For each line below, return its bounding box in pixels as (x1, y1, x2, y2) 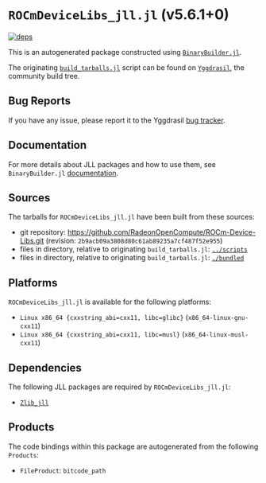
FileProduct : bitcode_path (19, 465, 106, 475)
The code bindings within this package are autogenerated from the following (8, 442, 259, 451)
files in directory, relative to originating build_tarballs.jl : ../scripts (19, 244, 248, 254)
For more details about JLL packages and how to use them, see (8, 159, 217, 169)
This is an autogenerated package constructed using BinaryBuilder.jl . (8, 47, 242, 56)
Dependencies (8, 360, 82, 375)
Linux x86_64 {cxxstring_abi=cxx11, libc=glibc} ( (19, 313, 189, 322)
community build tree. (8, 71, 80, 80)
